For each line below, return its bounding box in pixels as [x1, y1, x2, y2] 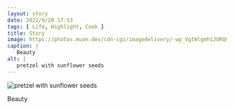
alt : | [7, 56, 26, 63]
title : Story [7, 29, 45, 37]
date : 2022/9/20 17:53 [7, 17, 73, 24]
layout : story [7, 10, 49, 17]
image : [7, 36, 26, 43]
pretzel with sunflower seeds [16, 62, 104, 69]
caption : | [7, 42, 39, 49]
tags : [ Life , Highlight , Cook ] [7, 23, 104, 30]
